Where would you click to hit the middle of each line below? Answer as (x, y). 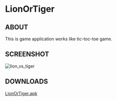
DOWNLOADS (26, 82)
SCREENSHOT (27, 54)
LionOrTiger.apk (21, 93)
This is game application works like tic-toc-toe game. (59, 39)
